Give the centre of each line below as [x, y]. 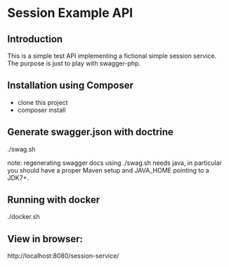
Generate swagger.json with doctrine [91, 132]
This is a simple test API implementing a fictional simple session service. [112, 56]
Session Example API [70, 13]
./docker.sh [24, 217]
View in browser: [45, 238]
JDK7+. [18, 178]
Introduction [35, 39]
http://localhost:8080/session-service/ [63, 256]
